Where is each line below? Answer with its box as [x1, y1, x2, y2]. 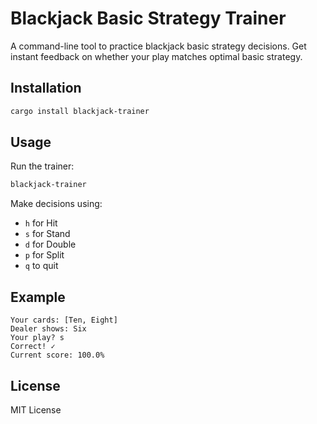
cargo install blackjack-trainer [10, 106, 150, 116]
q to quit [24, 260, 59, 272]
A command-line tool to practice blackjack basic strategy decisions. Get [10, 40, 307, 52]
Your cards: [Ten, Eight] [10, 315, 118, 326]
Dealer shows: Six [10, 324, 87, 334]
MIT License [10, 403, 62, 416]
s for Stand [24, 228, 71, 240]
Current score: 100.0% [10, 350, 105, 361]
